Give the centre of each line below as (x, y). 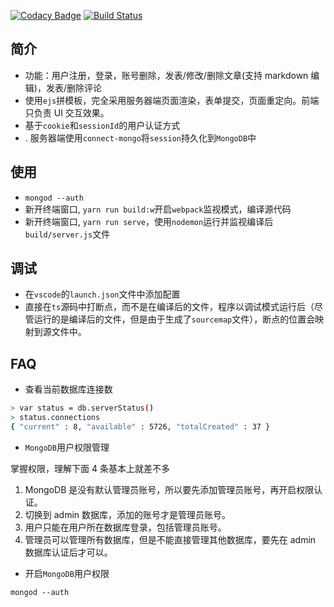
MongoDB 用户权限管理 (67, 447)
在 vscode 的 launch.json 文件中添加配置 (102, 294)
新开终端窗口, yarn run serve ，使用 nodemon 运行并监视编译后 (149, 221)
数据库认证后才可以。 (68, 552)
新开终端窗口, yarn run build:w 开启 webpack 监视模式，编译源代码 (158, 209)
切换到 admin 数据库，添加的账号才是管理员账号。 (128, 514)
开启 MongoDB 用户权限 (67, 573)
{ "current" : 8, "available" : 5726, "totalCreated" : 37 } (140, 427)
